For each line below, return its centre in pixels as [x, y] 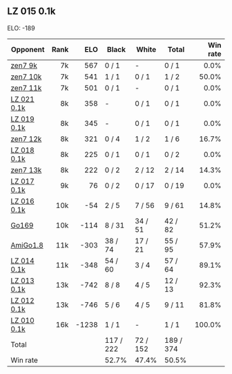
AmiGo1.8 [27, 245]
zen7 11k [26, 88]
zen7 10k [26, 77]
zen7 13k [26, 170]
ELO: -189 [21, 28]
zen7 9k [24, 65]
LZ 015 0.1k [31, 11]
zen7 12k [26, 139]
